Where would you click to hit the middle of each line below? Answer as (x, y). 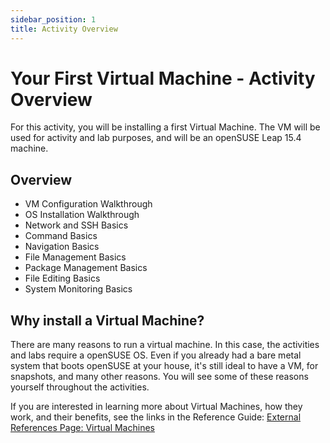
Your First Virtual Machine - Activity (163, 78)
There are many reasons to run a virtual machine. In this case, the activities (165, 345)
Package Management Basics (86, 268)
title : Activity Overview (64, 29)
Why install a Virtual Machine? (107, 320)
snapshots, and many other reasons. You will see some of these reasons (159, 377)
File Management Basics (75, 257)
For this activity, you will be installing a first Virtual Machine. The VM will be (165, 127)
